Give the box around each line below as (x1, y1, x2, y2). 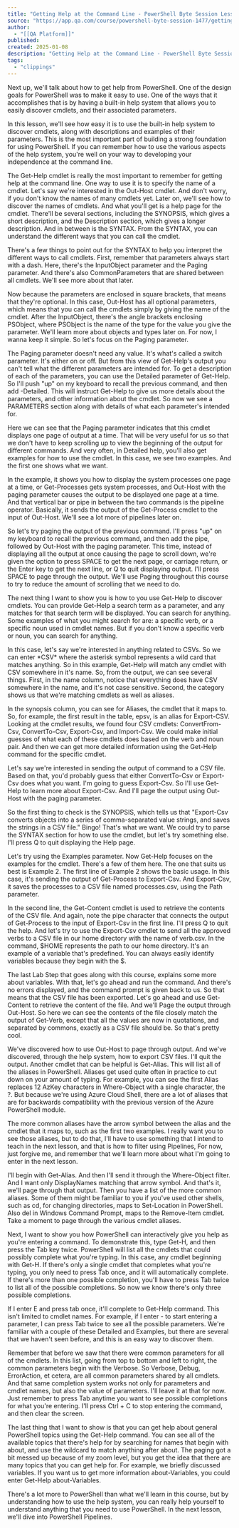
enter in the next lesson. (7, 1157, 78, 1165)
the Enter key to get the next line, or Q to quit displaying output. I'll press (7, 564, 219, 573)
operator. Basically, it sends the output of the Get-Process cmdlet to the (7, 505, 218, 514)
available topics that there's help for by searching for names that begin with (7, 1437, 229, 1447)
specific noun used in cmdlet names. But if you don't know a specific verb (7, 624, 225, 632)
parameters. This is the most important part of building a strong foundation (7, 135, 227, 143)
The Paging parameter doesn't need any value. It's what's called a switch (7, 349, 223, 357)
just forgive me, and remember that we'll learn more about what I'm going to (7, 1149, 230, 1158)
